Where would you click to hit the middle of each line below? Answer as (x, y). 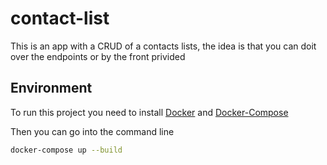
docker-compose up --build (66, 150)
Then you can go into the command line (92, 131)
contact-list (60, 18)
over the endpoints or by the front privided (98, 56)
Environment (51, 88)
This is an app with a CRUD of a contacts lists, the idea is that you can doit (163, 46)
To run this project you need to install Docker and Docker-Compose (149, 112)
